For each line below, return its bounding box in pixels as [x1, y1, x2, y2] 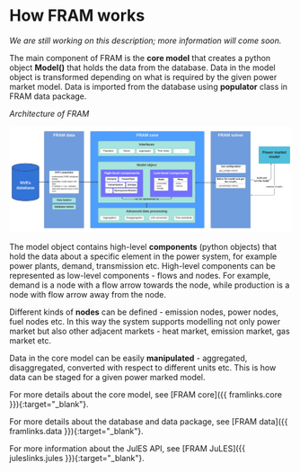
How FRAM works [9, 5, 146, 26]
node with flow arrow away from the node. [9, 289, 167, 300]
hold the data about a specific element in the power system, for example [9, 251, 278, 262]
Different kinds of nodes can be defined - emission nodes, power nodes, [9, 307, 279, 317]
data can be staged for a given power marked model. [9, 372, 206, 383]
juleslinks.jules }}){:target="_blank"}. [9, 453, 146, 464]
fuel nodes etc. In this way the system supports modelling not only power [9, 316, 281, 327]
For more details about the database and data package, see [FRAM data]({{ [9, 416, 288, 427]
